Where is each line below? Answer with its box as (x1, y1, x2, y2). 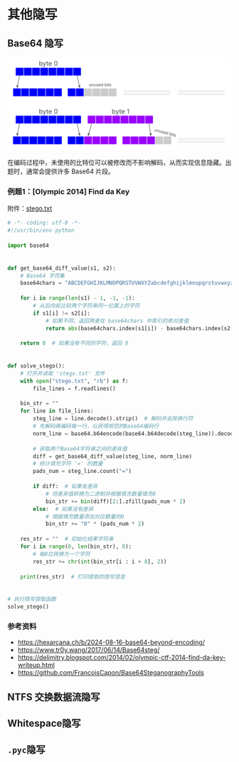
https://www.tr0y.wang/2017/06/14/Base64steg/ (17, 646, 160, 654)
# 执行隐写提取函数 (7, 596, 57, 603)
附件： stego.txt (7, 204, 53, 213)
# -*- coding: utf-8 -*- (7, 219, 81, 227)
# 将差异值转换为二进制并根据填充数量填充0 (45, 490, 156, 497)
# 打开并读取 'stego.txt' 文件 (20, 370, 105, 377)
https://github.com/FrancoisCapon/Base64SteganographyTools (17, 669, 204, 677)
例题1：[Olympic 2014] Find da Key (7, 187, 130, 197)
